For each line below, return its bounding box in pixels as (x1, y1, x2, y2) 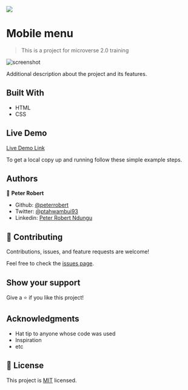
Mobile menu (6, 27, 74, 41)
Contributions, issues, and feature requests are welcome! (6, 248, 150, 255)
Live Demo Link (6, 144, 45, 151)
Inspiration (15, 336, 42, 343)
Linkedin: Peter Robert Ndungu (15, 214, 93, 222)
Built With (6, 88, 44, 98)
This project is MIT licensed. (6, 377, 77, 384)
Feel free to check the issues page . (6, 260, 94, 267)
